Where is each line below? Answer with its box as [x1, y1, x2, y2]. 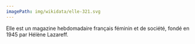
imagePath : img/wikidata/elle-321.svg [6, 8, 101, 15]
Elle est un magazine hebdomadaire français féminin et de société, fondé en [6, 25, 190, 32]
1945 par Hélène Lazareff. [6, 31, 69, 38]
